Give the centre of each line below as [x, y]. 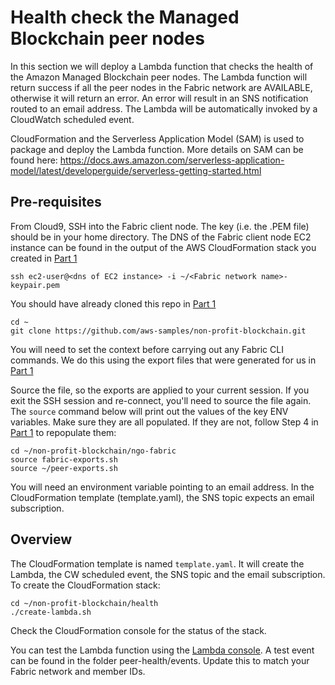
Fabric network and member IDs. [78, 671]
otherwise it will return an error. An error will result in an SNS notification [159, 98]
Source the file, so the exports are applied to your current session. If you [160, 390]
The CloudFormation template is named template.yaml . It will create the [157, 563]
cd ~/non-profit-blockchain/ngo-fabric [93, 451]
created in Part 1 [44, 258]
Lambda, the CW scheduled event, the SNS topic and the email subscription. [168, 574]
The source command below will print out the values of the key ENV [149, 411]
